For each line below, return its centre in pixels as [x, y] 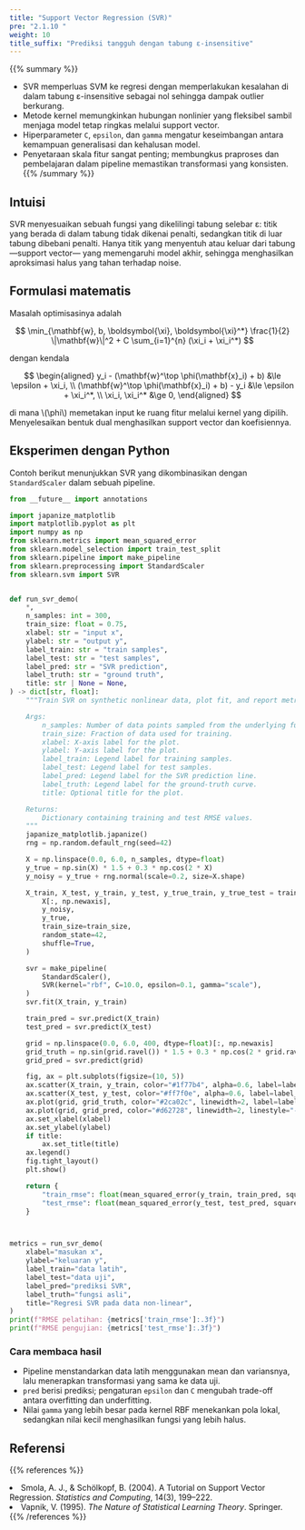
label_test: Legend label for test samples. [128, 768]
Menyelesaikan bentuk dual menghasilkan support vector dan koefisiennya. [151, 422]
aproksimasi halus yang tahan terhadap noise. [95, 263]
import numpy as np [46, 533]
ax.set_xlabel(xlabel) [69, 1119]
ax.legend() [48, 1153]
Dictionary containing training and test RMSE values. [148, 818]
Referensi [37, 1448]
